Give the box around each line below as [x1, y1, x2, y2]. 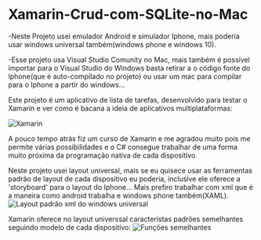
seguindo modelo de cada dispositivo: [8, 222, 132, 232]
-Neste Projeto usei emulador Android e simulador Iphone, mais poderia [8, 31, 241, 41]
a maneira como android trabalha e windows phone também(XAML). [8, 191, 229, 200]
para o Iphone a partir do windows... [8, 80, 125, 89]
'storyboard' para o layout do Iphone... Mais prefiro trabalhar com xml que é [8, 182, 253, 191]
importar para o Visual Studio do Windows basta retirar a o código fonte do [8, 63, 251, 72]
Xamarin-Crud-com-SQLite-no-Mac [8, 5, 248, 24]
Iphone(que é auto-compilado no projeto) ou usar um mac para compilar [8, 71, 242, 81]
